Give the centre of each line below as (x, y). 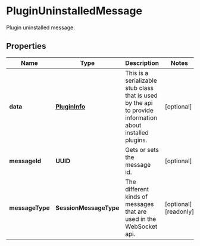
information (141, 117)
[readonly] (179, 211)
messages (139, 204)
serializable (141, 80)
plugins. (136, 140)
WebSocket (141, 226)
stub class (139, 88)
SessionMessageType (87, 208)
